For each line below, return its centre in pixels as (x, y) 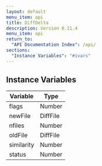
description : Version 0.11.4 (42, 28)
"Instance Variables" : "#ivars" (51, 56)
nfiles (17, 126)
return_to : (19, 39)
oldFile (18, 135)
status (18, 155)
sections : (18, 50)
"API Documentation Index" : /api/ (54, 45)
